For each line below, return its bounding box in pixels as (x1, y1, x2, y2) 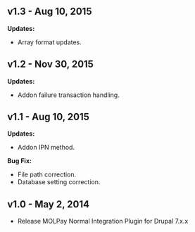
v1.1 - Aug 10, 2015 (7, 111, 90, 123)
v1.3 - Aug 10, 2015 (7, 6, 92, 18)
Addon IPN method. (17, 143, 75, 152)
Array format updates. (17, 38, 82, 46)
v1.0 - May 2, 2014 (7, 198, 90, 210)
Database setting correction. (17, 178, 101, 186)
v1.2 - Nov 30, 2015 (7, 58, 94, 70)
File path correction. (17, 170, 77, 179)
